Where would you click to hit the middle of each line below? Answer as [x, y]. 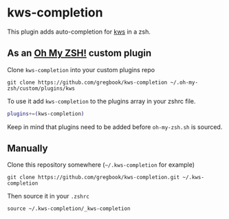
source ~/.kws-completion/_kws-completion [69, 209]
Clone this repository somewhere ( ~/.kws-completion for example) [101, 165]
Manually [28, 149]
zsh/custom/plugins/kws [41, 88]
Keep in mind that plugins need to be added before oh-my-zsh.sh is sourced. [115, 127]
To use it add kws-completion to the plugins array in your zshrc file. [101, 101]
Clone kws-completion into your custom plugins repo [81, 69]
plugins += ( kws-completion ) [46, 114]
